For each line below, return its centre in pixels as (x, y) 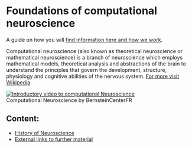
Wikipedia (18, 82)
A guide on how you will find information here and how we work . (84, 40)
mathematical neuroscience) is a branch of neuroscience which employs (95, 57)
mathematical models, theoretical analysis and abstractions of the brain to (96, 64)
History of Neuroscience (45, 133)
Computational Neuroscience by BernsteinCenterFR (69, 100)
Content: (23, 119)
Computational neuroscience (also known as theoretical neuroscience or (95, 51)
